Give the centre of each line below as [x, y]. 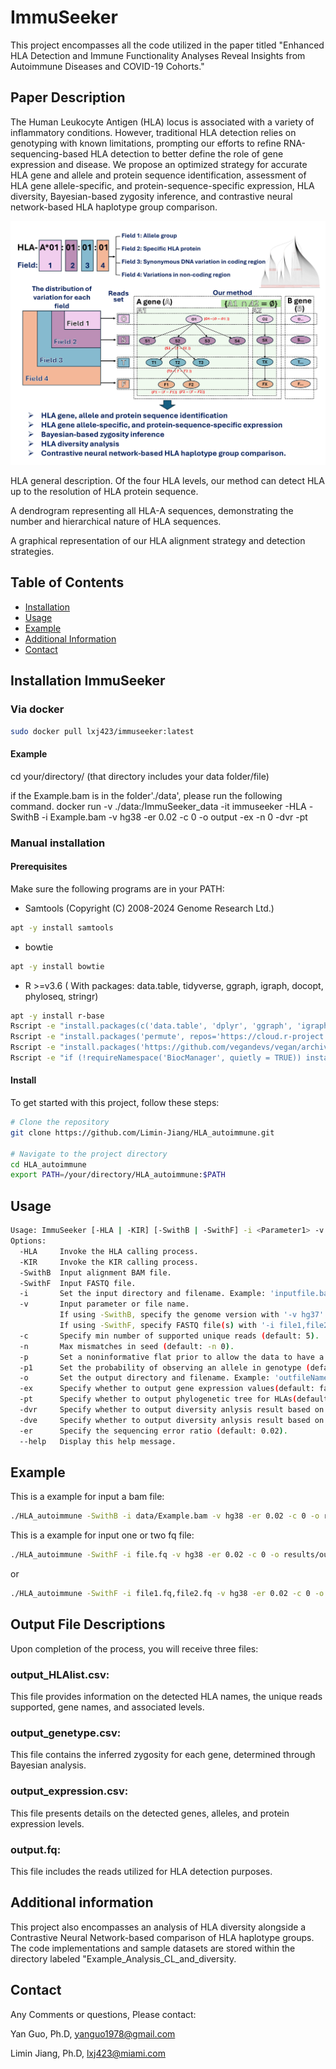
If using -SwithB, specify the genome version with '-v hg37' [192, 1315]
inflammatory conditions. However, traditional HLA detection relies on [153, 132]
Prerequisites [39, 867]
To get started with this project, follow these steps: [115, 1103]
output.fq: [36, 1849]
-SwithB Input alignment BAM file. [95, 1272]
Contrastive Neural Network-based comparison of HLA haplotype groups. [162, 1937]
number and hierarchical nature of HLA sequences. [116, 522]
